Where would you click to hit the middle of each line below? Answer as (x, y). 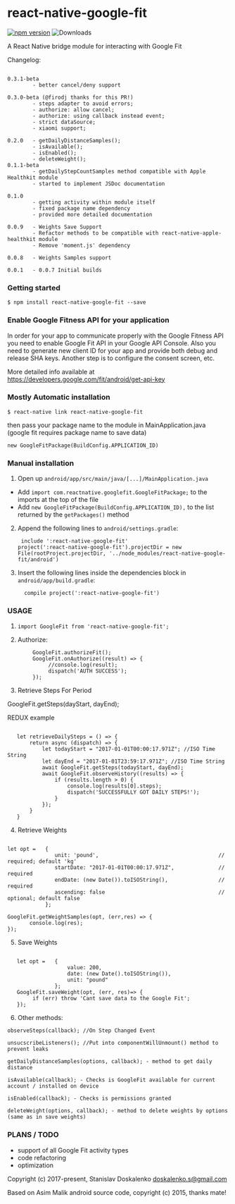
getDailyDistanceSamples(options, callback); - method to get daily (110, 1062)
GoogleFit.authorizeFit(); (72, 653)
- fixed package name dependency (82, 208)
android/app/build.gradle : (56, 580)
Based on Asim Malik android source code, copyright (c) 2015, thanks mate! (117, 1192)
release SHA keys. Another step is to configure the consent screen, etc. (111, 358)
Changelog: (24, 60)
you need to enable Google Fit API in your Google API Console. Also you (112, 343)
